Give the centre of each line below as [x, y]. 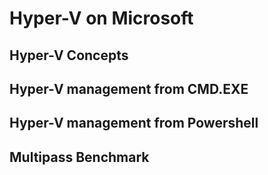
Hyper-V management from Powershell [134, 123]
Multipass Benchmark [79, 157]
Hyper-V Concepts [69, 55]
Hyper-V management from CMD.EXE [129, 88]
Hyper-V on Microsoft [101, 18]
